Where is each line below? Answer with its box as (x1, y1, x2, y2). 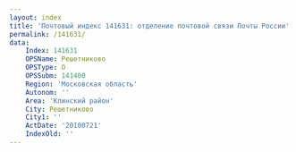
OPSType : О (25, 63, 66, 72)
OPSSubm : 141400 (25, 72, 87, 80)
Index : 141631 (25, 46, 78, 55)
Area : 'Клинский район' (25, 96, 114, 106)
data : (9, 38, 30, 47)
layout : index (9, 13, 63, 22)
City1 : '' (25, 113, 63, 122)
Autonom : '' (25, 88, 70, 97)
